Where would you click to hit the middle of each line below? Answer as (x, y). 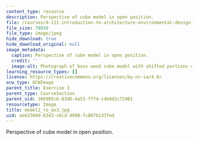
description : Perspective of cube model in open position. (80, 17)
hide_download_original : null (43, 45)
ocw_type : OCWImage (30, 83)
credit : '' (25, 61)
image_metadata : (26, 50)
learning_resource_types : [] (42, 72)
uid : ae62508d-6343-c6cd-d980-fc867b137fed (60, 115)
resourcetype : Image (32, 104)
